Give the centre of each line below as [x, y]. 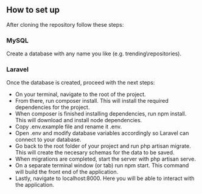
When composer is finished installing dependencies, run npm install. [101, 114]
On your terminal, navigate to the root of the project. [80, 94]
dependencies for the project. [52, 107]
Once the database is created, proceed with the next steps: [81, 83]
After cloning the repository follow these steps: [65, 24]
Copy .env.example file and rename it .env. [68, 126]
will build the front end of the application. [67, 172]
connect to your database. [48, 140]
